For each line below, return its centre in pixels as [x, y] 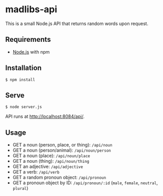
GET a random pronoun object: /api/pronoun [59, 178]
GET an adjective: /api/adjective [48, 166]
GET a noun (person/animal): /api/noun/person [62, 150]
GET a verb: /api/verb [36, 172]
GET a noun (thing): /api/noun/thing [51, 161]
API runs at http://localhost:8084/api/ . [45, 116]
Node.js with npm [31, 52]
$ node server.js [24, 107]
